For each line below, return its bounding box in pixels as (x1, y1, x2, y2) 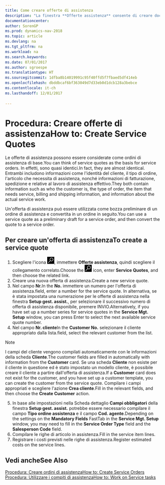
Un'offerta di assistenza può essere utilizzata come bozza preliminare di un (5, 206, 158, 212)
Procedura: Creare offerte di (5, 118, 123, 129)
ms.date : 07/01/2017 (5, 59, 48, 65)
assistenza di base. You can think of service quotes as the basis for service (5, 160, 156, 166)
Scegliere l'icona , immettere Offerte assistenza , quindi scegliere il (12, 259, 155, 265)
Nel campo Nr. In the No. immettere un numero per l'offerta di (12, 283, 137, 289)
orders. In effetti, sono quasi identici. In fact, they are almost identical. (5, 165, 145, 171)
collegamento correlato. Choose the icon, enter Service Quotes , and (12, 268, 159, 273)
